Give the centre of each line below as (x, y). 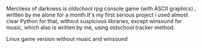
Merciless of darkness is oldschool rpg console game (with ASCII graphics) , (101, 9)
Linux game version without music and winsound (67, 39)
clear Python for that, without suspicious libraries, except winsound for (94, 21)
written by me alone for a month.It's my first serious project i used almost (97, 15)
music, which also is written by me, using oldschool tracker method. (91, 27)
